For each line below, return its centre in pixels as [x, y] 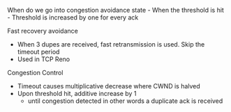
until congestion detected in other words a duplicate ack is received [125, 101]
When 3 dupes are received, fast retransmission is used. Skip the [111, 44]
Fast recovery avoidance [43, 31]
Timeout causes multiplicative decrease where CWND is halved [109, 86]
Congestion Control [35, 73]
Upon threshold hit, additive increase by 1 [77, 94]
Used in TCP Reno [44, 59]
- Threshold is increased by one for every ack [73, 17]
